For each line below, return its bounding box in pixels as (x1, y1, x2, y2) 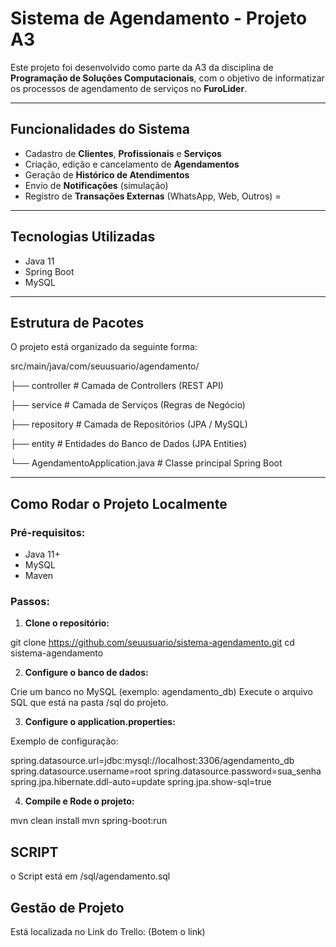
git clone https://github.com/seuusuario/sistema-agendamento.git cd (10, 637, 295, 649)
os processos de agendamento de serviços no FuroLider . (10, 82, 248, 94)
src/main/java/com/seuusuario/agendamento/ (10, 360, 200, 372)
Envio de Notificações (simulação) (24, 179, 169, 191)
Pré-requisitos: (10, 525, 86, 539)
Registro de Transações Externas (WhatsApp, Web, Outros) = (24, 190, 282, 202)
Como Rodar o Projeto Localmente (10, 495, 228, 512)
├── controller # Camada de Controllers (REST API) (10, 380, 224, 392)
